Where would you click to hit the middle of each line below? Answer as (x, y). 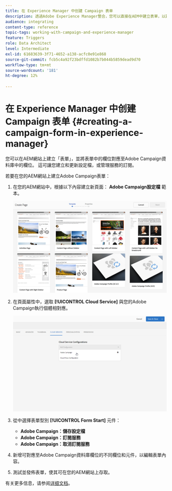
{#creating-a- (102, 122)
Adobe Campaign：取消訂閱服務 (55, 444)
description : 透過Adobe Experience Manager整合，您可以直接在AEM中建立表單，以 (85, 16)
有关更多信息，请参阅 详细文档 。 (39, 483)
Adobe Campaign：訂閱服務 (50, 437)
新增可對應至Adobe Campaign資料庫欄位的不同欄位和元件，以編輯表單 (87, 455)
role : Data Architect (28, 44)
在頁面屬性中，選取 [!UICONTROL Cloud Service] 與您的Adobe (80, 301)
